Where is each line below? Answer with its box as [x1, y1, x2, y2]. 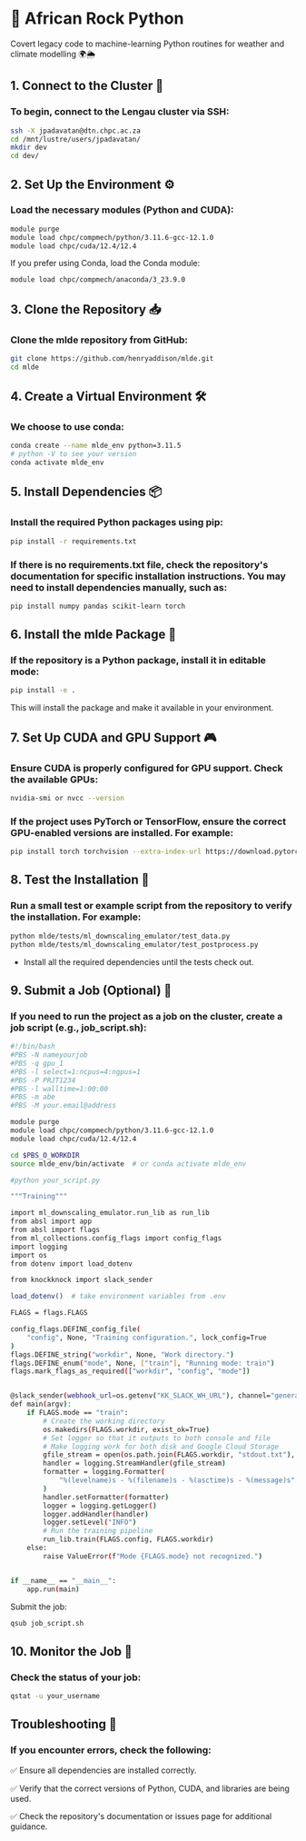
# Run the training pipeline [43, 1527, 153, 1536]
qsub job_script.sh [10, 1618, 84, 1627]
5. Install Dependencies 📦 [10, 484, 163, 500]
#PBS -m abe [10, 1092, 55, 1102]
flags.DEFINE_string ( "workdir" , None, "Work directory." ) [10, 1349, 234, 1359]
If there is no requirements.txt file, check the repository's [10, 558, 269, 571]
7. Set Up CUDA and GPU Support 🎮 [10, 730, 217, 745]
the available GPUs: [10, 772, 99, 785]
